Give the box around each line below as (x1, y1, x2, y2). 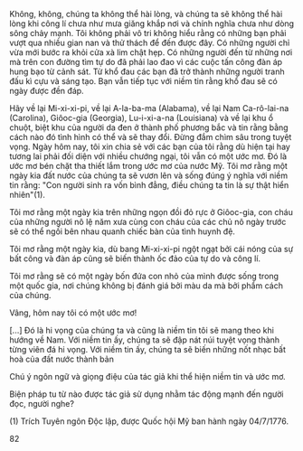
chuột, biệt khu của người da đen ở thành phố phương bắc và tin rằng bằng (9, 122, 289, 133)
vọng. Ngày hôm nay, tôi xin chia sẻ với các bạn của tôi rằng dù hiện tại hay (9, 141, 291, 152)
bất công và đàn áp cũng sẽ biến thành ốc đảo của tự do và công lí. (9, 253, 260, 264)
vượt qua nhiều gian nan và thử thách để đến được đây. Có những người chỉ (9, 37, 290, 48)
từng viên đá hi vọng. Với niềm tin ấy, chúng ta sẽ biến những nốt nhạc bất (9, 344, 287, 354)
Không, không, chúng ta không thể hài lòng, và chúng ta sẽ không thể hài (9, 9, 283, 19)
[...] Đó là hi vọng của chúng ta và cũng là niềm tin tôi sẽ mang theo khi (9, 325, 274, 335)
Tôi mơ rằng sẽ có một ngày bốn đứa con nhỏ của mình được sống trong (9, 271, 279, 281)
